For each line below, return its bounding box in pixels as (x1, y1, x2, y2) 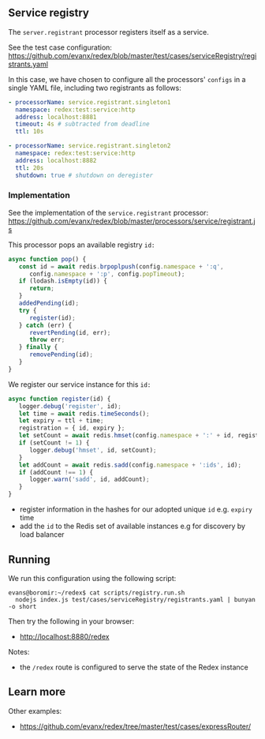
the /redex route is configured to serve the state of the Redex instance (19, 662, 248, 672)
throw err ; (28, 336, 65, 344)
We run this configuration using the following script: (8, 573, 177, 583)
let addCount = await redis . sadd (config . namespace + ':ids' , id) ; (18, 461, 242, 469)
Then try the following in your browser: (8, 616, 135, 626)
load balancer (19, 530, 65, 539)
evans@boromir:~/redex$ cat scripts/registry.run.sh (8, 588, 185, 597)
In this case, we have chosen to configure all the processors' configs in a (8, 74, 246, 84)
